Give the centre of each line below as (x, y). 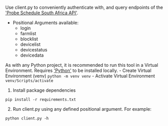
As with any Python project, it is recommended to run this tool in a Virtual (82, 65)
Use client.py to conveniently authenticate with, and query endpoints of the (84, 7)
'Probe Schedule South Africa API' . (42, 13)
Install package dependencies (44, 90)
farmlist (28, 33)
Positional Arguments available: (46, 23)
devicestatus (34, 50)
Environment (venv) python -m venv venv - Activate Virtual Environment (80, 76)
